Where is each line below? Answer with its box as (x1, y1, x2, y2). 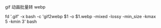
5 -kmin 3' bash (5, 19, 37, 24)
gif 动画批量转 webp (5, 4, 46, 9)
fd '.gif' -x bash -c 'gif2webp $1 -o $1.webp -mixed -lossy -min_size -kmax (5, 14, 156, 19)
